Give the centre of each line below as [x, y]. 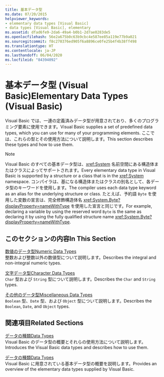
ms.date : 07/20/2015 [26, 14]
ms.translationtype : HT [29, 46]
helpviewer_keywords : [27, 19]
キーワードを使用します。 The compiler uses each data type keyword [87, 188]
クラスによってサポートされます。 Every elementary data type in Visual [84, 170]
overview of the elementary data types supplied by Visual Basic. [70, 369]
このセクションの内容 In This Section [60, 239]
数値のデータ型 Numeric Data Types [41, 251]
